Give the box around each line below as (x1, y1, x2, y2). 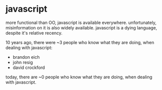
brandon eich (12, 54, 40, 60)
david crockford (12, 65, 45, 70)
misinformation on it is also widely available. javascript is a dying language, (5, 24, 158, 30)
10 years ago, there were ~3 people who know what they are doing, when (5, 39, 154, 45)
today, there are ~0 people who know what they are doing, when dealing (5, 74, 153, 80)
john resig (12, 59, 33, 65)
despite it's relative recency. (5, 30, 63, 36)
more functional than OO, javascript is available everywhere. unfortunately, (5, 20, 157, 25)
